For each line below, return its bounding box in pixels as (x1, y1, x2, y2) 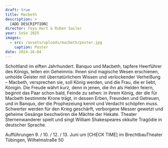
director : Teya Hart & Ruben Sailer (5, 26, 82, 31)
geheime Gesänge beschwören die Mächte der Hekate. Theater (5, 111, 137, 117)
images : (5, 36, 22, 41)
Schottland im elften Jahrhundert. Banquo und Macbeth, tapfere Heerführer (5, 63, 162, 69)
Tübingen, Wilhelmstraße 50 (5, 136, 64, 143)
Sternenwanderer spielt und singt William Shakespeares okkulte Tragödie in (5, 116, 162, 122)
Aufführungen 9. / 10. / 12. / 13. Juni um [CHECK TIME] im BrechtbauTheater (5, 131, 162, 137)
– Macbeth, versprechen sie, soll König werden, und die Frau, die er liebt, (5, 79, 156, 85)
